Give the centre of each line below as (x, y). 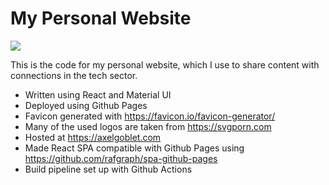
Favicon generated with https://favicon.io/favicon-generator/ (150, 116)
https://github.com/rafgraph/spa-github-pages (121, 158)
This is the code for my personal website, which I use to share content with (165, 64)
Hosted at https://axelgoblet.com (93, 137)
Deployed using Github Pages (86, 105)
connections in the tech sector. (74, 75)
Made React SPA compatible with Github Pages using (134, 148)
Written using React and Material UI (98, 94)
